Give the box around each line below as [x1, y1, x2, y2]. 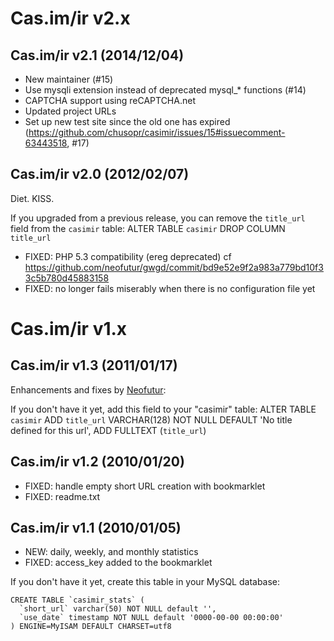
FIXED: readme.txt [24, 490, 101, 502]
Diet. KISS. [10, 192, 55, 204]
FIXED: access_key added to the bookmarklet [24, 557, 213, 569]
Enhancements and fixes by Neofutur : [10, 383, 167, 396]
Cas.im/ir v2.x [10, 7, 131, 30]
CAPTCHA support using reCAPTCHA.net [24, 95, 196, 106]
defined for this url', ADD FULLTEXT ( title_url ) [10, 424, 207, 436]
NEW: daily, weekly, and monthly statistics [24, 546, 199, 558]
